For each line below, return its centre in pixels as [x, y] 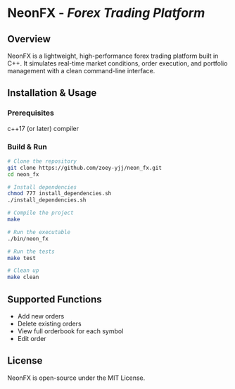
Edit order [32, 339]
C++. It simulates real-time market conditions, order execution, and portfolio [118, 63]
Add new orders [41, 316]
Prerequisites [31, 113]
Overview [29, 39]
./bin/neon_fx [28, 239]
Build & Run [27, 147]
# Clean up [23, 271]
